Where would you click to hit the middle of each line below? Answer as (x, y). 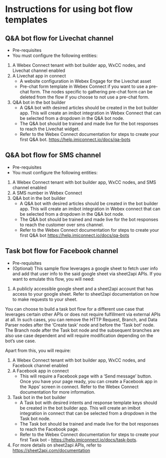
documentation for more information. (57, 392)
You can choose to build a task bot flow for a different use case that (75, 309)
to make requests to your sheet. (45, 299)
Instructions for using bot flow (69, 9)
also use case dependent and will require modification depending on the (79, 335)
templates (27, 20)
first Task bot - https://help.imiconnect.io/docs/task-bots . (79, 440)
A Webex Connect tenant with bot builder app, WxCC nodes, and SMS (84, 182)
